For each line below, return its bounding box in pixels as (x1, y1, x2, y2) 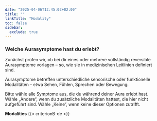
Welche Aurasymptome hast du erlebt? (5, 46, 100, 52)
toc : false (5, 20, 27, 26)
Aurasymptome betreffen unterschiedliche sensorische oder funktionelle (5, 76, 151, 83)
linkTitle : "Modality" (5, 16, 51, 21)
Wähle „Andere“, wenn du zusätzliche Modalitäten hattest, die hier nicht (5, 96, 148, 102)
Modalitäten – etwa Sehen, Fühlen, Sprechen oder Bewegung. (5, 82, 129, 87)
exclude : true (9, 30, 38, 35)
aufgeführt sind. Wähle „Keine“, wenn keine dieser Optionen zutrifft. (5, 102, 140, 107)
